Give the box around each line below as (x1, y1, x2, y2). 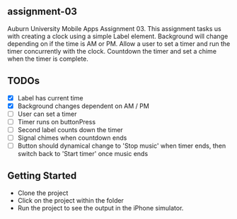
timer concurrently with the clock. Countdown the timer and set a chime (7, 47, 217, 55)
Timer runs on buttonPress (17, 117, 96, 126)
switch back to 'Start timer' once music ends (17, 150, 149, 158)
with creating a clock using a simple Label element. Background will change (7, 32, 229, 40)
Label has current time (17, 93, 83, 102)
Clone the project (17, 189, 69, 197)
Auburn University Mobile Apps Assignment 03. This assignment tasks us (7, 24, 221, 32)
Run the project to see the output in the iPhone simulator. (17, 203, 184, 212)
